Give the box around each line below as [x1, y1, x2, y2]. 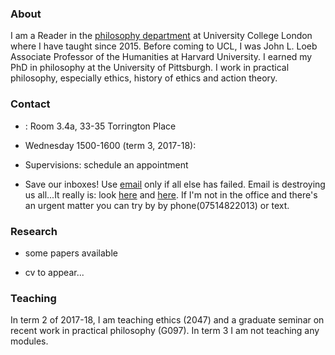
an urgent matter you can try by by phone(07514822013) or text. [24, 199, 290, 211]
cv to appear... [24, 266, 85, 278]
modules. [10, 335, 49, 347]
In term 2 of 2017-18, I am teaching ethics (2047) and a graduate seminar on [10, 314, 325, 326]
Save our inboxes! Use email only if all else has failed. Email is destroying [24, 178, 326, 190]
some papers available [24, 247, 118, 259]
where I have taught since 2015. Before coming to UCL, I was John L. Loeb [10, 40, 318, 52]
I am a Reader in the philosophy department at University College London [10, 30, 313, 42]
